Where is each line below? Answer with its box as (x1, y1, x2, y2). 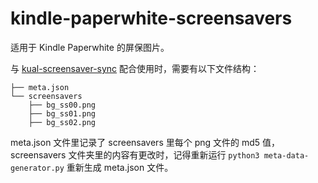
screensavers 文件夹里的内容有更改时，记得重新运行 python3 (10, 148, 260, 161)
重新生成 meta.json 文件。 (66, 161, 174, 173)
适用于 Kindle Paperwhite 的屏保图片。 (10, 41, 170, 53)
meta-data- (263, 150, 310, 161)
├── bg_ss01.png (28, 108, 97, 119)
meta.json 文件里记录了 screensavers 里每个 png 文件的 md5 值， (10, 136, 281, 148)
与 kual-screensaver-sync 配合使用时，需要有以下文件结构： (10, 62, 260, 74)
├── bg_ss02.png (28, 117, 97, 127)
